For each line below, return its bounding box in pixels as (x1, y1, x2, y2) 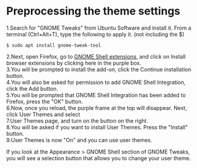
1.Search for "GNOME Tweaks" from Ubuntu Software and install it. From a (6, 24, 192, 31)
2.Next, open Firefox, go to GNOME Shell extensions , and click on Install (6, 53, 186, 60)
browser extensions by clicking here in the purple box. (6, 59, 141, 66)
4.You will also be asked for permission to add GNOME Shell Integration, (6, 79, 186, 86)
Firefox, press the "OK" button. (6, 98, 83, 105)
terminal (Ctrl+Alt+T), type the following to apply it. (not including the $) (6, 30, 185, 37)
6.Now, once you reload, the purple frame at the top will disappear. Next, (6, 104, 187, 111)
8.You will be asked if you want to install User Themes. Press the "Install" (6, 123, 189, 131)
